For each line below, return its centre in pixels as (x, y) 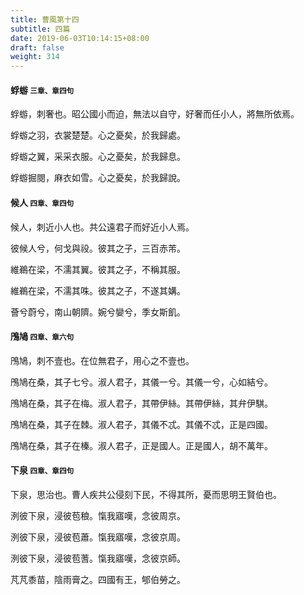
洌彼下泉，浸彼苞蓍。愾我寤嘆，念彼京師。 (98, 558)
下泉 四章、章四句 (42, 470)
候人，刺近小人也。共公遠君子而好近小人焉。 (102, 227)
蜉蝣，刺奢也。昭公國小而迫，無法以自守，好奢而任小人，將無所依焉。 (155, 114)
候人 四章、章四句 (42, 202)
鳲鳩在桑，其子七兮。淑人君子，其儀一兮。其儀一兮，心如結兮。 (141, 382)
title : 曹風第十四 (45, 19)
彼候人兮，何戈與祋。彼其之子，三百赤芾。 (98, 248)
